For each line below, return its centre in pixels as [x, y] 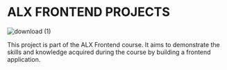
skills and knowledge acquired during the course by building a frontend [109, 52]
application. [24, 59]
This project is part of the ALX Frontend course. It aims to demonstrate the [113, 44]
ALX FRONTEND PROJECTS [89, 12]
